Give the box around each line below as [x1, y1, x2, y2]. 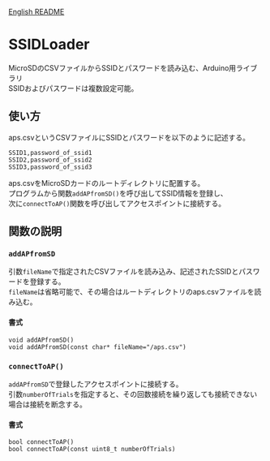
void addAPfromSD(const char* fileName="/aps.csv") [8, 343, 186, 351]
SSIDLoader [8, 36, 91, 54]
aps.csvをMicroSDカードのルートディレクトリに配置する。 [8, 178, 205, 187]
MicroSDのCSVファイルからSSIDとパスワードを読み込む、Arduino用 [8, 62, 237, 72]
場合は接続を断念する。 [8, 399, 87, 409]
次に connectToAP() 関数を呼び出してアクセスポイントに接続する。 [8, 198, 225, 208]
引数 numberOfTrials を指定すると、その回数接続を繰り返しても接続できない [8, 389, 258, 399]
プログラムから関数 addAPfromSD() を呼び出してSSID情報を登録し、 [8, 188, 229, 198]
